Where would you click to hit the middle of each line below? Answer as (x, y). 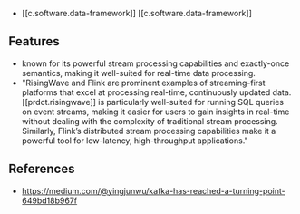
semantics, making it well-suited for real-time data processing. (138, 73)
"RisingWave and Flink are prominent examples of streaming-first (143, 83)
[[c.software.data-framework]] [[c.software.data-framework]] (137, 13)
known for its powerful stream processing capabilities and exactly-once (155, 63)
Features (34, 41)
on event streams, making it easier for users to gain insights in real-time (155, 112)
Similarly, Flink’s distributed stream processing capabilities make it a (149, 131)
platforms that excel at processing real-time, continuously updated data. (156, 92)
